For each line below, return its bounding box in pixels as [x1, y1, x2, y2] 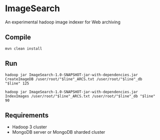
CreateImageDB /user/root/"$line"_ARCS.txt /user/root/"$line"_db [5, 77, 142, 81]
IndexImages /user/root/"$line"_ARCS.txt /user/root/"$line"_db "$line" [5, 94, 156, 99]
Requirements [5, 111, 49, 120]
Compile [5, 33, 31, 41]
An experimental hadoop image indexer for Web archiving [5, 19, 121, 25]
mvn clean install [5, 46, 42, 51]
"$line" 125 [5, 81, 29, 86]
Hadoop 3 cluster [12, 124, 47, 130]
